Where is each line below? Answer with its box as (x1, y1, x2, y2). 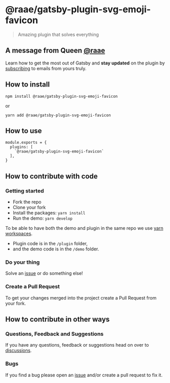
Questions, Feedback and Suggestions (5, 330, 104, 337)
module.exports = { (5, 140, 47, 145)
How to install (5, 80, 50, 89)
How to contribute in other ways (5, 315, 110, 324)
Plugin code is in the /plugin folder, (12, 241, 88, 247)
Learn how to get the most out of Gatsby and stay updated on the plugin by (5, 60, 165, 66)
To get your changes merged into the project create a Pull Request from (5, 294, 157, 301)
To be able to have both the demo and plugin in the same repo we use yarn (5, 225, 164, 231)
